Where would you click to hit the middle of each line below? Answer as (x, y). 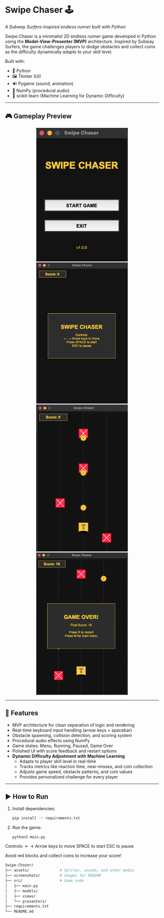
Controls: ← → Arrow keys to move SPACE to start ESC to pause (70, 846)
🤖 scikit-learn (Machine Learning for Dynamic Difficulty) (68, 96)
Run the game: (27, 827)
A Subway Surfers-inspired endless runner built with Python (65, 27)
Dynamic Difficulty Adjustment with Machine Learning (69, 756)
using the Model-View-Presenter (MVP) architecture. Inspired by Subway (80, 41)
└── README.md (20, 912)
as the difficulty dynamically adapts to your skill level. (59, 52)
